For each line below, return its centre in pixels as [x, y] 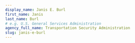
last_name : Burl [22, 19]
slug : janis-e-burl [25, 33]
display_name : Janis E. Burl [35, 10]
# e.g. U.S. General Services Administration [53, 23]
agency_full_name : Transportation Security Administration [68, 28]
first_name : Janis [24, 14]
